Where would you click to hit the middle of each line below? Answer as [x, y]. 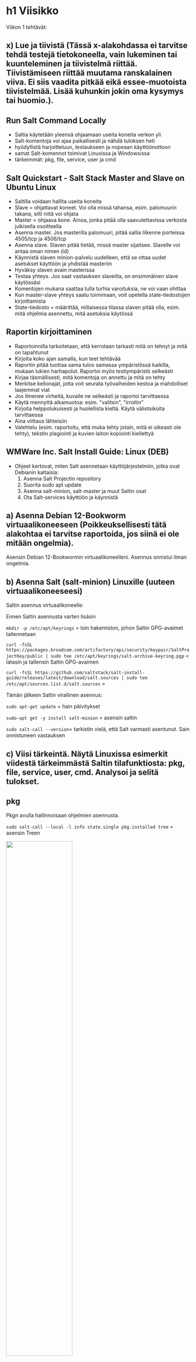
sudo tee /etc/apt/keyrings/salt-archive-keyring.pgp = [120, 656]
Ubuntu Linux [31, 187]
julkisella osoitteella [38, 226]
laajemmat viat [32, 390]
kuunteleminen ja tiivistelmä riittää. [72, 64]
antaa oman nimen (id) [42, 251]
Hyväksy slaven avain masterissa [54, 270]
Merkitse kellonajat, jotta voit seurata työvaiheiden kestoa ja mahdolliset [101, 383]
